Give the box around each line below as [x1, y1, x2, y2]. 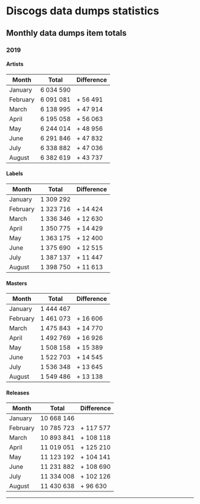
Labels [6, 170, 23, 177]
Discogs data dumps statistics [6, 4, 160, 18]
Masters [6, 279, 27, 287]
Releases [6, 389, 30, 396]
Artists [6, 61, 24, 68]
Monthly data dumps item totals [6, 28, 127, 38]
